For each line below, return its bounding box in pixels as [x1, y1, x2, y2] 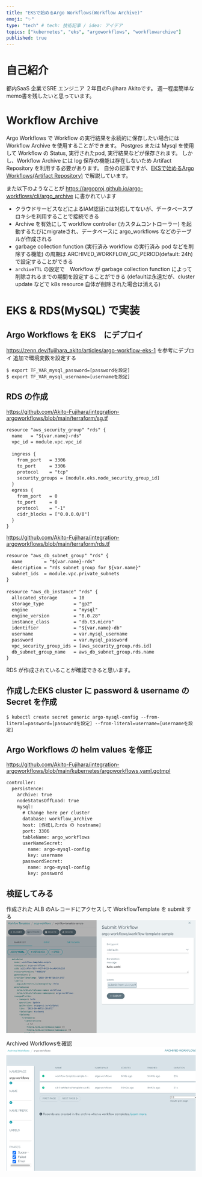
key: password [28, 870, 63, 876]
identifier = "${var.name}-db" [11, 625, 122, 631]
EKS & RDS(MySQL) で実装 [6, 304, 140, 317]
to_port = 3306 [17, 463, 66, 469]
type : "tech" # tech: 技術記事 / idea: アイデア [6, 22, 123, 28]
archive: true [17, 792, 52, 798]
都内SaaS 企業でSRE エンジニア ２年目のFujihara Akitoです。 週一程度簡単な [6, 85, 195, 92]
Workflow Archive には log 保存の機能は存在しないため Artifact [16, 157, 172, 164]
